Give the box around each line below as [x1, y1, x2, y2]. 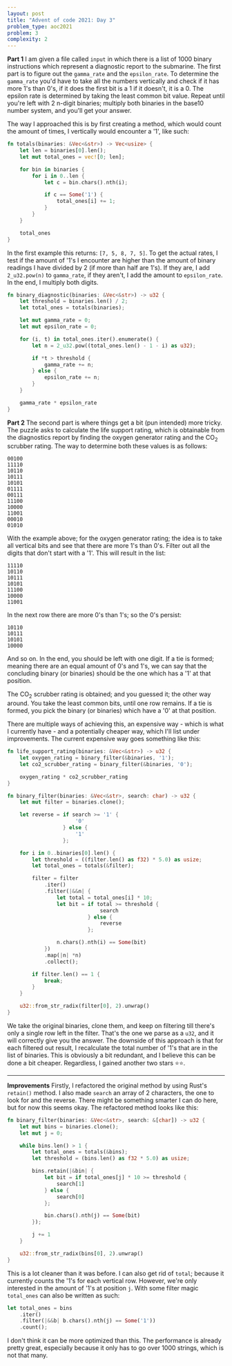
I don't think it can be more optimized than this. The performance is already [7, 1336, 222, 1345]
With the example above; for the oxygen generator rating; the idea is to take [7, 534, 222, 542]
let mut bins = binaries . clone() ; [19, 1123, 119, 1130]
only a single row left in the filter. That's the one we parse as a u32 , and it [7, 1029, 214, 1037]
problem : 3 [7, 29, 39, 37]
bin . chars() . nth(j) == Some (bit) [43, 1212, 140, 1219]
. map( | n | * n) [43, 952, 81, 959]
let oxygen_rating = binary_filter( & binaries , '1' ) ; [19, 754, 175, 762]
